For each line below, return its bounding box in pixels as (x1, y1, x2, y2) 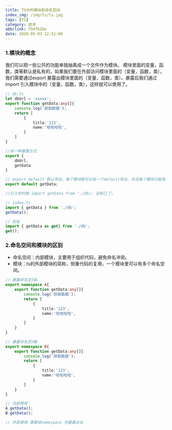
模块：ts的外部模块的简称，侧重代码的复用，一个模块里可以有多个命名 (12, 260, 160, 267)
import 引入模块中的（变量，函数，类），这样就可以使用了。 (5, 81, 131, 87)
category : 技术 (5, 22, 36, 27)
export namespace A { (5, 282, 50, 288)
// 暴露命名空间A (5, 277, 37, 283)
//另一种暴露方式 (5, 148, 37, 154)
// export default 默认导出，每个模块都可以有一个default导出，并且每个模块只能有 (5, 177, 166, 182)
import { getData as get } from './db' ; (5, 224, 91, 229)
